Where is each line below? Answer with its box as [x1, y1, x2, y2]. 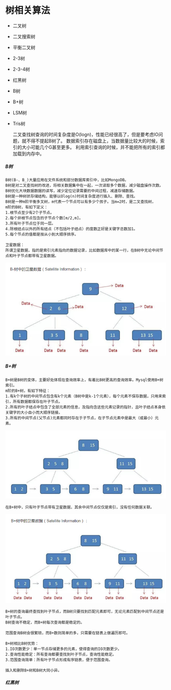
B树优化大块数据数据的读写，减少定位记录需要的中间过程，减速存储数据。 [5, 188, 137, 193]
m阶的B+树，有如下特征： [5, 388, 51, 393]
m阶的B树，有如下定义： [5, 204, 48, 210]
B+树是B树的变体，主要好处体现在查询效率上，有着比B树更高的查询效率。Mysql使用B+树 [5, 377, 163, 382]
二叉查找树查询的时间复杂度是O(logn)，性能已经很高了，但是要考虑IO [12, 131, 159, 137]
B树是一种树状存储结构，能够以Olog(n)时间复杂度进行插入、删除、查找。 [5, 193, 138, 199]
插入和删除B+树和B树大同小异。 [5, 668, 62, 673]
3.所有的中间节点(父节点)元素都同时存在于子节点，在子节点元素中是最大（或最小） [5, 415, 155, 420]
